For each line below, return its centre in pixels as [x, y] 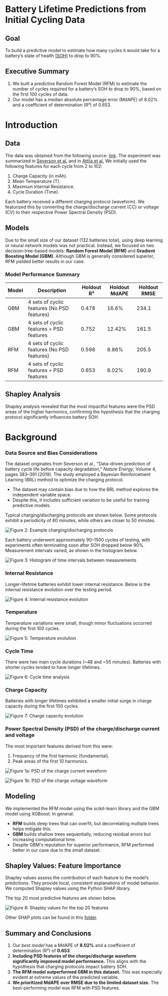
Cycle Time [19, 651]
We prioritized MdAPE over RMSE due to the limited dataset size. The [85, 982]
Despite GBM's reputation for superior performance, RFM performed [83, 845]
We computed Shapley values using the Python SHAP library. [68, 888]
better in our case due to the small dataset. [56, 850]
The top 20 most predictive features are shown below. [61, 898]
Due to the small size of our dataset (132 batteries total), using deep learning [84, 240]
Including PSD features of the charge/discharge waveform [74, 956]
